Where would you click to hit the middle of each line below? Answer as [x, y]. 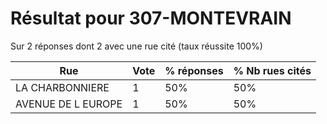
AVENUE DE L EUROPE [69, 104]
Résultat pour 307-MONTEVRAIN [151, 18]
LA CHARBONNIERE [62, 87]
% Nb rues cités [272, 70]
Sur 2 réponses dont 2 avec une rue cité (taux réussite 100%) [136, 46]
